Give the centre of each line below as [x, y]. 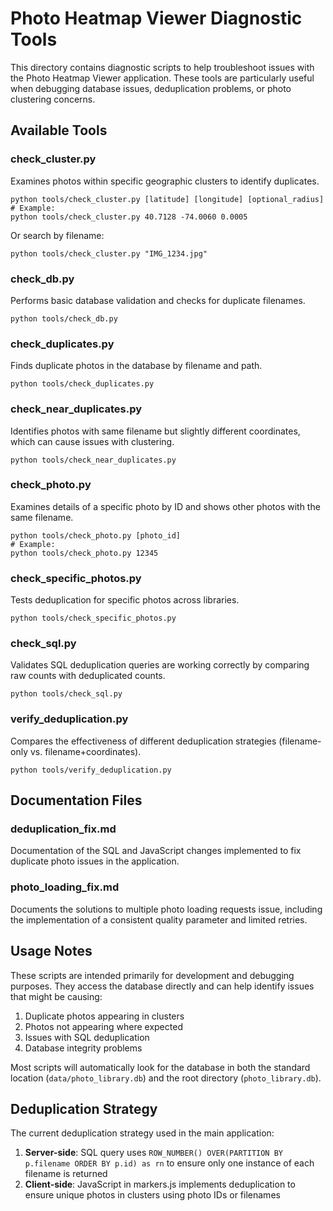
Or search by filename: [57, 235]
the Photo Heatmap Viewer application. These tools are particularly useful [162, 78]
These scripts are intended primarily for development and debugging [152, 975]
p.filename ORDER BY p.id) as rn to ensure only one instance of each [169, 1163]
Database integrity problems [83, 1048]
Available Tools [59, 130]
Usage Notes [51, 951]
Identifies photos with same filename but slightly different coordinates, [155, 431]
